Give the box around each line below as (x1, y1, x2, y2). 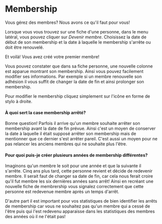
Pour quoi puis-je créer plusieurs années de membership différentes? (5, 152, 148, 158)
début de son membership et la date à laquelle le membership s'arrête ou (5, 39, 151, 45)
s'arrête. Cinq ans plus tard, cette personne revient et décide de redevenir (5, 168, 153, 174)
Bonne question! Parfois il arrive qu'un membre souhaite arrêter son (5, 121, 140, 126)
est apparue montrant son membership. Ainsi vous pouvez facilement (5, 68, 144, 74)
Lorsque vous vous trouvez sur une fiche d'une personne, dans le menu (5, 29, 148, 34)
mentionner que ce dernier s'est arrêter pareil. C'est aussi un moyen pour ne (5, 136, 158, 142)
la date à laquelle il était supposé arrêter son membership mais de (5, 131, 136, 137)
